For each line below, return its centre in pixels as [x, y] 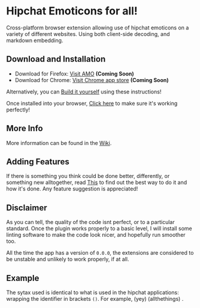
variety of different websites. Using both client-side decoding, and [88, 34]
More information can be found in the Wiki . [59, 143]
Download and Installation [56, 59]
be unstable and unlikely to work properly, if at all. [68, 259]
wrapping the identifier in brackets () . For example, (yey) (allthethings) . [95, 299]
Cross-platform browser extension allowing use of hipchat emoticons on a [98, 28]
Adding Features [38, 161]
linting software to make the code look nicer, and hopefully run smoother [96, 235]
